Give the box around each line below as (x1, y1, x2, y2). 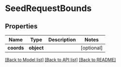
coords (7, 44, 24, 51)
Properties (5, 22, 38, 30)
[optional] (80, 44, 103, 51)
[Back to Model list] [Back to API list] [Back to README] (5, 57, 116, 63)
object (29, 44, 44, 51)
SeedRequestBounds (5, 3, 92, 14)
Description (48, 37, 76, 43)
